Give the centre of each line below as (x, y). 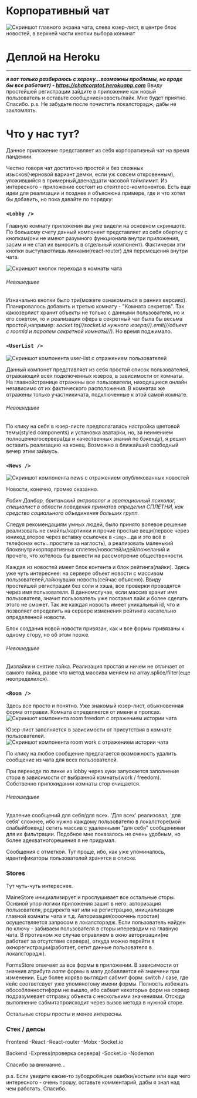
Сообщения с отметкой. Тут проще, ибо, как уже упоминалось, (86, 851)
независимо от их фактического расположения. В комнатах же (86, 388)
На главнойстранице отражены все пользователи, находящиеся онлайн (97, 382)
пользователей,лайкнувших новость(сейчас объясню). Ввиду (84, 580)
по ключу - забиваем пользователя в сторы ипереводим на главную (92, 929)
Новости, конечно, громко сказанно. (52, 489)
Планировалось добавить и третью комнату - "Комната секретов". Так (95, 307)
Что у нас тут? (43, 134)
